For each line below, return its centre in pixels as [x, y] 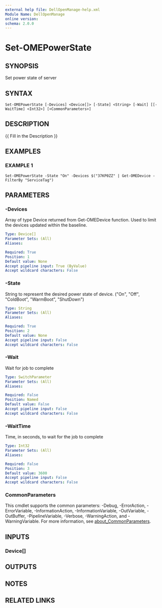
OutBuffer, [16, 516]
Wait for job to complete [30, 368]
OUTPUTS [21, 567]
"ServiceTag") [39, 180]
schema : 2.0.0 [20, 23]
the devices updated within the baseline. [46, 225]
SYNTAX [19, 93]
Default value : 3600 [26, 473]
